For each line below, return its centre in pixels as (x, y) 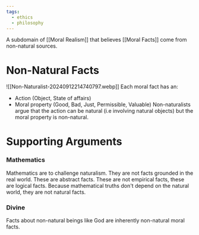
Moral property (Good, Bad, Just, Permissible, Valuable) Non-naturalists (103, 104)
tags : (13, 12)
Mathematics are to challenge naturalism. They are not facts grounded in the (100, 173)
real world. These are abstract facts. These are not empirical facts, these (95, 179)
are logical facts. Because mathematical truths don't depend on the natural (97, 185)
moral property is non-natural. (52, 117)
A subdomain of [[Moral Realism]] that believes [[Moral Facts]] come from (97, 40)
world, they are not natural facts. (46, 192)
